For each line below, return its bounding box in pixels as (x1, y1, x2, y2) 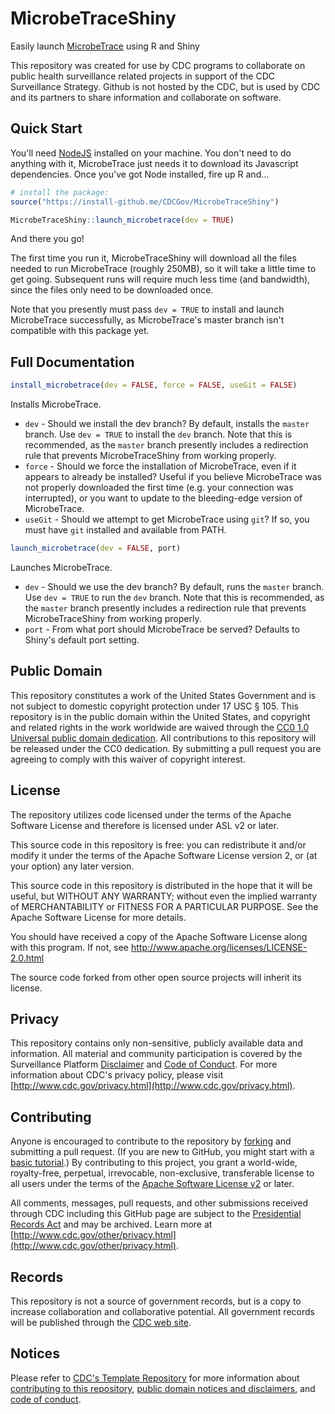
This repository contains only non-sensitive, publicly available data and (10, 1037, 303, 1049)
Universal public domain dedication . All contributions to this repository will (10, 732, 317, 744)
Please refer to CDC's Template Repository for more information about (10, 1372, 300, 1384)
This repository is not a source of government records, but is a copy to (10, 1295, 302, 1307)
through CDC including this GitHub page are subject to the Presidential (10, 1208, 302, 1220)
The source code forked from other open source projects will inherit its (10, 971, 302, 983)
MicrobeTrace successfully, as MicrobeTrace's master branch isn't (10, 314, 285, 326)
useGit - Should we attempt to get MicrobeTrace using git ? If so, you (24, 513, 310, 526)
